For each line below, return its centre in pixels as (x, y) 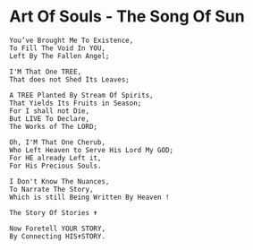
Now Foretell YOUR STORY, (57, 228)
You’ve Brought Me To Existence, (72, 40)
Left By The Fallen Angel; (59, 56)
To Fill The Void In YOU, (57, 48)
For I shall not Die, (50, 111)
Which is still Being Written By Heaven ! (89, 197)
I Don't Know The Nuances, (59, 181)
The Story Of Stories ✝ (54, 212)
